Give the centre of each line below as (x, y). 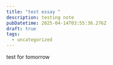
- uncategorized (32, 40)
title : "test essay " (34, 12)
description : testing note (40, 17)
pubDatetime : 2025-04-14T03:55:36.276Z (56, 23)
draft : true (21, 29)
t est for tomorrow (28, 57)
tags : (13, 34)
